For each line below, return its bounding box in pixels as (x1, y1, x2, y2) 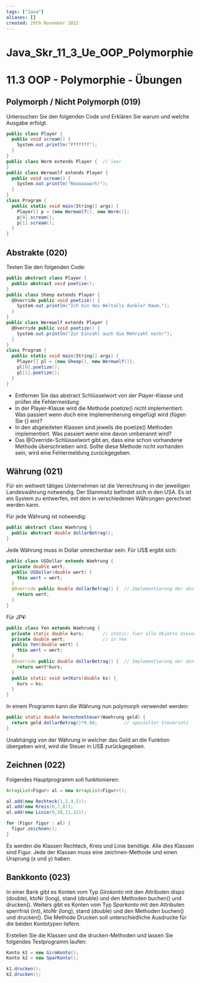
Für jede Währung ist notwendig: (6, 513, 87, 520)
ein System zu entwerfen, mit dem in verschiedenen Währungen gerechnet (6, 495, 191, 502)
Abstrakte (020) (6, 247, 68, 258)
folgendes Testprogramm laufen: (6, 938, 87, 945)
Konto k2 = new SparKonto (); (6, 955, 79, 961)
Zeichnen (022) (6, 760, 66, 770)
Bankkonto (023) (6, 872, 71, 882)
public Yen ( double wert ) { (11, 642, 79, 648)
